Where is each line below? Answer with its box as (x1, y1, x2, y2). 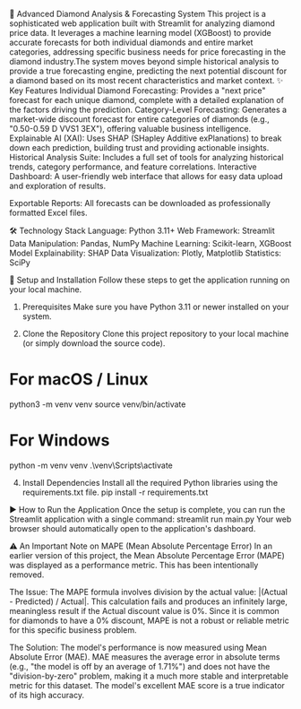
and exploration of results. (9, 180, 107, 191)
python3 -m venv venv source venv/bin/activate (9, 399, 186, 410)
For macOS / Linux (9, 369, 149, 390)
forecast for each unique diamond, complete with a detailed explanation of (9, 95, 285, 105)
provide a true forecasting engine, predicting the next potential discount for (9, 65, 288, 76)
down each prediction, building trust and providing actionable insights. (9, 143, 270, 152)
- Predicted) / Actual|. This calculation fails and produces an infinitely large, (9, 596, 288, 607)
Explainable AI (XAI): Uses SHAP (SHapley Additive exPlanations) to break (9, 133, 282, 143)
